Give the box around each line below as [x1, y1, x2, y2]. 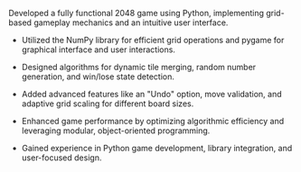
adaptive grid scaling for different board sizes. [21, 98, 194, 109]
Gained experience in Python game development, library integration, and [21, 143, 293, 153]
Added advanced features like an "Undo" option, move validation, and [21, 89, 282, 99]
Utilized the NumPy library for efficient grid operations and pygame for [21, 35, 285, 45]
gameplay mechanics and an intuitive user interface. [33, 17, 229, 28]
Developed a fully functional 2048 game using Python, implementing [8, 8, 264, 18]
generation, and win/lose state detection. [21, 71, 175, 82]
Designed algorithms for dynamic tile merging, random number [21, 62, 257, 72]
